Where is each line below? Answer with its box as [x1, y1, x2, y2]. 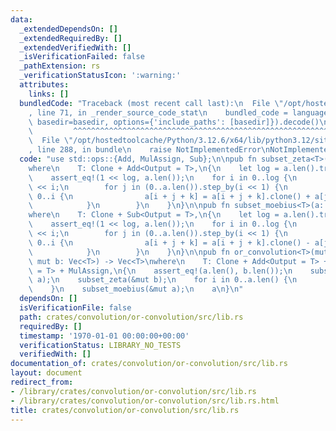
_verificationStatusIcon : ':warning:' [19, 71, 182, 81]
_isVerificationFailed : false [19, 52, 145, 62]
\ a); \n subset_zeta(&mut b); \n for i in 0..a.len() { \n [28, 275, 298, 285]
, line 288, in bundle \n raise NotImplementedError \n [28, 145, 271, 155]
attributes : [19, 80, 70, 90]
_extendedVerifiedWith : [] [19, 42, 132, 53]
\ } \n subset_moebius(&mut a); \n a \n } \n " [28, 284, 244, 295]
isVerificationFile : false [19, 303, 132, 313]
